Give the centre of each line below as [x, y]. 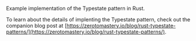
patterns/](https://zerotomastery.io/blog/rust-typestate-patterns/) [86, 32]
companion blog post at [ [36, 26]
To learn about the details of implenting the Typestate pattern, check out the [98, 19]
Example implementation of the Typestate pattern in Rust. [75, 8]
